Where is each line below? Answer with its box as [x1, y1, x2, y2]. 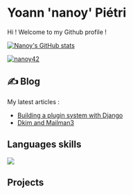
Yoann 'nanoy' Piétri [7, 5, 127, 21]
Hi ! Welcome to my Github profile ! [7, 28, 107, 36]
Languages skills [7, 139, 82, 151]
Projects [7, 176, 44, 188]
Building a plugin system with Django [17, 111, 123, 119]
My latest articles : [7, 97, 60, 105]
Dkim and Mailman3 [17, 118, 75, 126]
